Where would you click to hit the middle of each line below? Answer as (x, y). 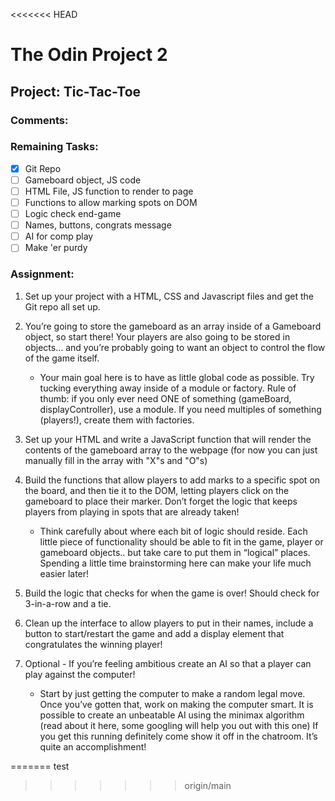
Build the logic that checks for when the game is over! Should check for (172, 593)
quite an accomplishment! (93, 746)
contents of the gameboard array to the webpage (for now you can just (171, 450)
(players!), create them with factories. (117, 420)
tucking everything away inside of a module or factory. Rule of (168, 388)
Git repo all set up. (62, 306)
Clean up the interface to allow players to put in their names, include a (169, 623)
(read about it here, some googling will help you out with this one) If (179, 725)
